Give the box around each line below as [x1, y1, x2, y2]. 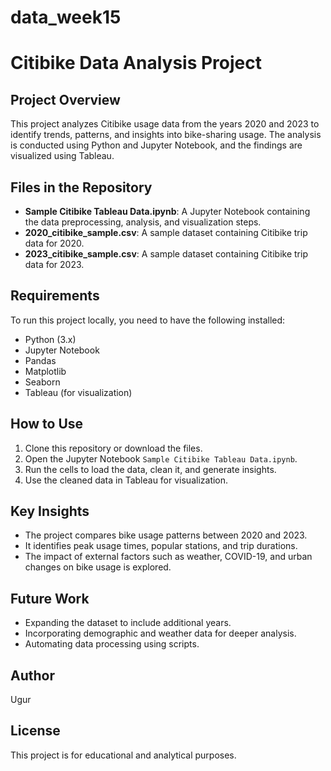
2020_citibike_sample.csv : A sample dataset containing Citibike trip [24, 227, 308, 238]
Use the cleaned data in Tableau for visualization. [24, 474, 229, 486]
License [10, 722, 61, 740]
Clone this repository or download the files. [24, 442, 203, 454]
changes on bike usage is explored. [24, 561, 172, 573]
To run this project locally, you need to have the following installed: [10, 314, 286, 326]
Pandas [24, 354, 57, 366]
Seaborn [24, 376, 61, 388]
